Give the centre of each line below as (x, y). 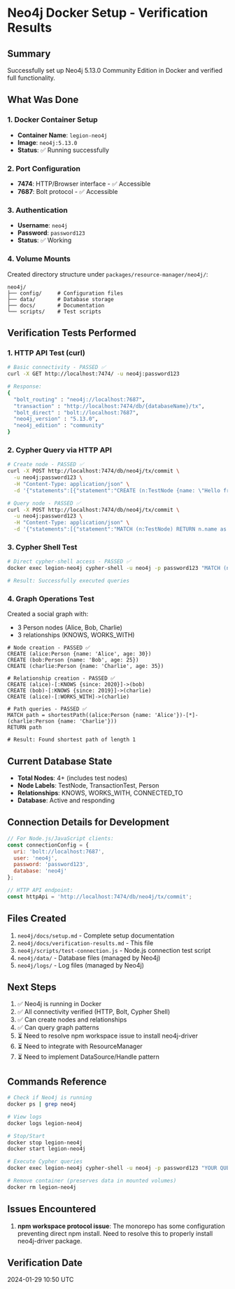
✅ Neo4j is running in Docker (59, 1004)
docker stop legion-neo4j (45, 1143)
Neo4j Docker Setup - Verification (108, 13)
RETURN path (24, 727)
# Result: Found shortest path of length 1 (72, 740)
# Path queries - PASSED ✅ (47, 709)
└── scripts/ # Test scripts (54, 312)
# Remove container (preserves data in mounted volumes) (92, 1181)
